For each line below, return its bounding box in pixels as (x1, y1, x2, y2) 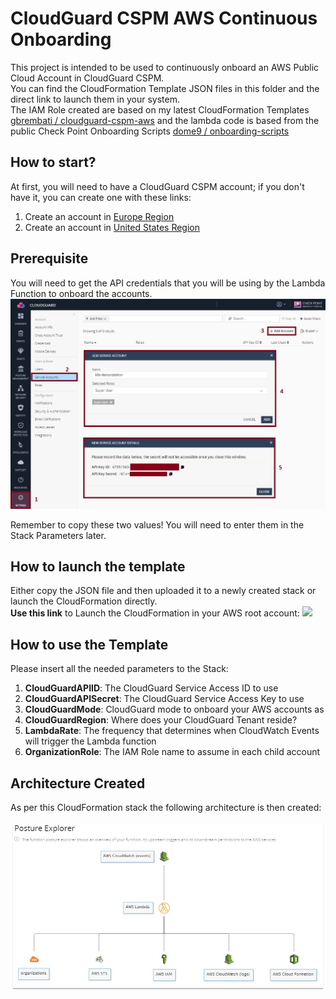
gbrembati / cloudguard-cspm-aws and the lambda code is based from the (10, 114, 320, 126)
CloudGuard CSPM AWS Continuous (10, 7, 318, 30)
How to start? (10, 154, 97, 171)
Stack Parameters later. (10, 529, 107, 541)
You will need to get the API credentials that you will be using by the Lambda (10, 277, 326, 289)
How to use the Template (10, 636, 169, 653)
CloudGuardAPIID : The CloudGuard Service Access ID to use (24, 682, 279, 694)
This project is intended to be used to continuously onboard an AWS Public (10, 61, 320, 73)
